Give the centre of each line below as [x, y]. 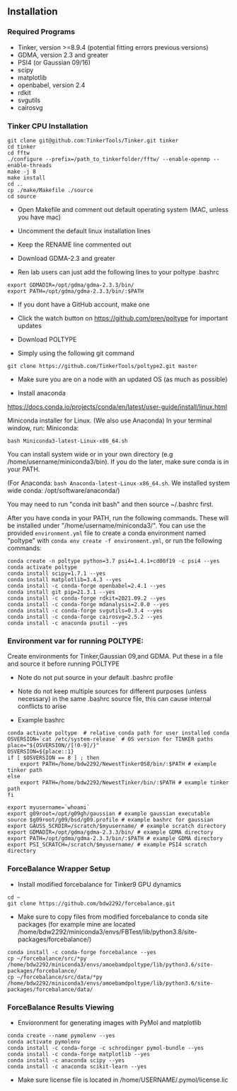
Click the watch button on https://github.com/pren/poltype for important [123, 318]
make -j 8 [22, 172]
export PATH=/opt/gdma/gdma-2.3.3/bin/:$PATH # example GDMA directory [115, 839]
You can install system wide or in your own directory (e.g [90, 454]
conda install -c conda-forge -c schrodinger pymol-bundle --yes [105, 1048]
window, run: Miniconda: [43, 427]
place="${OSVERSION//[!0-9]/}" [53, 746]
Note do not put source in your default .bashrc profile [95, 678]
